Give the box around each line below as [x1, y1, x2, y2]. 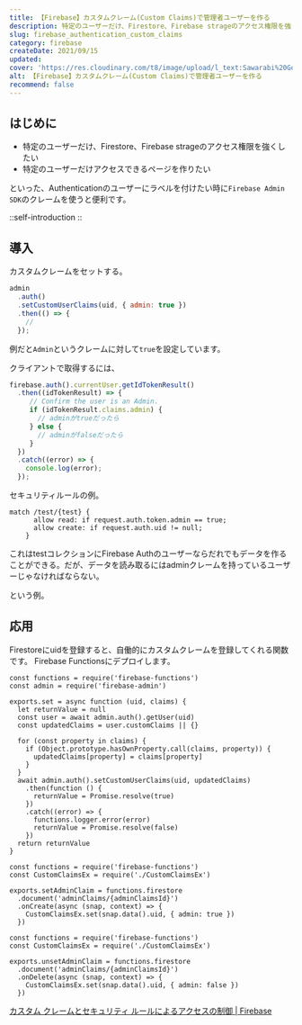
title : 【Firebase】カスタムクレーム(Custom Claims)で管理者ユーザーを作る [9, 13, 271, 22]
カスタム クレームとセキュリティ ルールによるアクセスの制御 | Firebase [9, 1005, 272, 1016]
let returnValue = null [17, 705, 106, 714]
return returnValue [17, 839, 91, 848]
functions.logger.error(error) [32, 815, 151, 824]
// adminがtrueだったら [37, 414, 120, 423]
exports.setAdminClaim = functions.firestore [9, 886, 182, 895]
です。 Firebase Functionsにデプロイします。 [9, 655, 175, 666]
